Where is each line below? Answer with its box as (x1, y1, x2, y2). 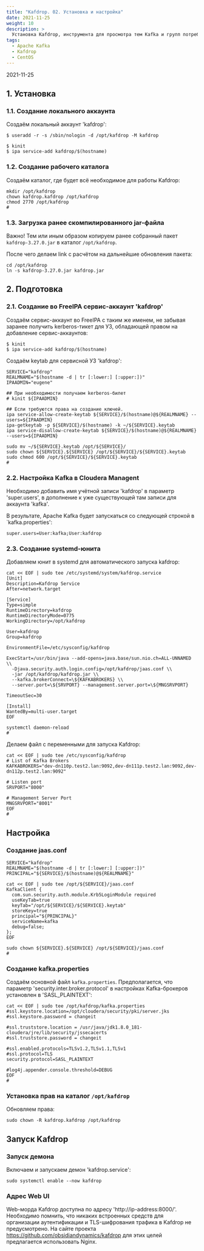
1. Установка (6, 89, 56, 99)
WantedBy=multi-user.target (6, 709, 78, 715)
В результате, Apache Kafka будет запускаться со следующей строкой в (6, 512, 195, 519)
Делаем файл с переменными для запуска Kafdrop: (6, 741, 141, 748)
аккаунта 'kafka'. (6, 500, 50, 508)
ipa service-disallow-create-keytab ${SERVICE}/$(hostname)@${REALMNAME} (6, 427, 197, 433)
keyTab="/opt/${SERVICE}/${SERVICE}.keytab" (12, 902, 126, 909)
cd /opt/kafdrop (6, 262, 47, 268)
